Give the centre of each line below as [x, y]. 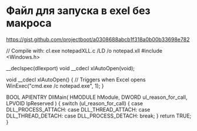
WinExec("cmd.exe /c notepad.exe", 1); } [55, 85]
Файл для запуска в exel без [79, 11]
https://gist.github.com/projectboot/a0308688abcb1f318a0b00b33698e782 [98, 39]
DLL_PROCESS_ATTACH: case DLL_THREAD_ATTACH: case [78, 109]
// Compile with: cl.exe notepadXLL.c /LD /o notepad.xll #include [84, 50]
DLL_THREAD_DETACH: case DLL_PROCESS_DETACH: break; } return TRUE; [99, 116]
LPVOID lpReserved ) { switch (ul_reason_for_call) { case [74, 103]
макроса [29, 23]
